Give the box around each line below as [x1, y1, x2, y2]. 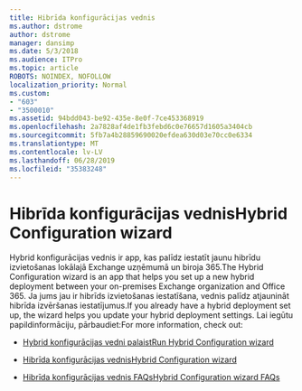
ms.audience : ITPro [9, 55, 83, 64]
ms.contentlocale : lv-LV [9, 147, 103, 156]
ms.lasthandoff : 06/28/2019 [9, 155, 116, 165]
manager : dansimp [9, 38, 75, 48]
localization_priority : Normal [9, 80, 127, 89]
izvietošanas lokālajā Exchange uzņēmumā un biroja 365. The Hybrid [9, 262, 264, 273]
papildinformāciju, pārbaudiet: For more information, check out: [9, 320, 244, 330]
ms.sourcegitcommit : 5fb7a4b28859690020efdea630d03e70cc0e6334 [9, 131, 253, 140]
